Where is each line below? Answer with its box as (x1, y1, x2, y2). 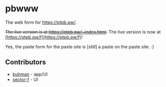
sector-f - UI (12, 76, 38, 82)
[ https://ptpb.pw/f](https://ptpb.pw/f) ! (5, 34, 83, 40)
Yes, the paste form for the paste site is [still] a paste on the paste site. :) (5, 43, 155, 49)
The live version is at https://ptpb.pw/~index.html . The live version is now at (5, 29, 161, 35)
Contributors (5, 58, 46, 67)
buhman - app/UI (12, 71, 48, 77)
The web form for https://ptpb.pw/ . (5, 19, 77, 25)
